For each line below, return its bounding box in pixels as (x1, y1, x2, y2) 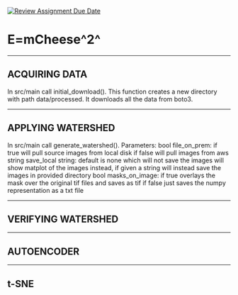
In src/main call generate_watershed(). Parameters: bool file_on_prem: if (7, 140, 217, 149)
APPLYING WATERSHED (7, 122, 115, 134)
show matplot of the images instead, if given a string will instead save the (7, 163, 222, 172)
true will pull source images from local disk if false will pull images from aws (7, 148, 229, 157)
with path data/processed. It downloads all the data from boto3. (7, 94, 193, 103)
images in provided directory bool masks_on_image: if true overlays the (7, 171, 216, 179)
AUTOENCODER (7, 245, 80, 257)
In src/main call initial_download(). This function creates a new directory (7, 87, 217, 96)
